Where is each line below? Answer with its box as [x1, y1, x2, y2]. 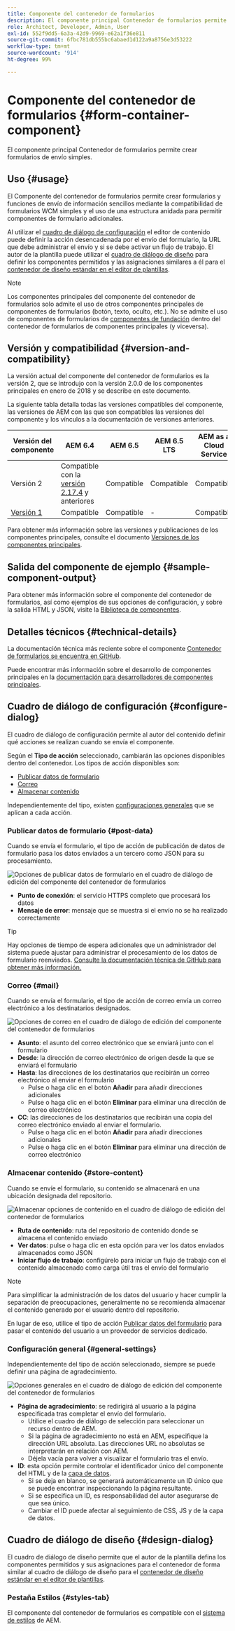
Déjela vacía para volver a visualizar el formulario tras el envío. [27, 1454, 208, 1463]
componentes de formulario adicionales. [7, 214, 124, 222]
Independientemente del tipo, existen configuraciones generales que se [7, 800, 215, 809]
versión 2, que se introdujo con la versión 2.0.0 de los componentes [7, 380, 204, 388]
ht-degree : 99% [7, 56, 52, 63]
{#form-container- [79, 107, 190, 123]
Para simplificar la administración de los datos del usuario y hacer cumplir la [7, 1290, 227, 1298]
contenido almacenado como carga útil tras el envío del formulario [17, 1263, 209, 1272]
